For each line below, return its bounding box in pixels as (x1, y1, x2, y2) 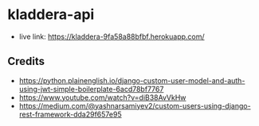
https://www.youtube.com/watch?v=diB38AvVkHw (18, 93, 186, 102)
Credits (7, 55, 45, 68)
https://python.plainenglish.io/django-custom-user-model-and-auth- (18, 75, 245, 85)
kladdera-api (7, 6, 95, 24)
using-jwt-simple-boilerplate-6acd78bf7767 (18, 84, 164, 94)
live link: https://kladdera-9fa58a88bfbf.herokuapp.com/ (18, 32, 205, 41)
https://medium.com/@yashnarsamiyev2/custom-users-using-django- (18, 101, 252, 110)
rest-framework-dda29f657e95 (18, 109, 122, 119)
